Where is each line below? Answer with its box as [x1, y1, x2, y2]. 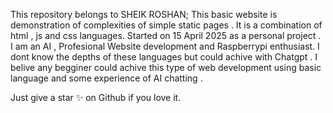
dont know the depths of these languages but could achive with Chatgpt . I [10, 51, 318, 63]
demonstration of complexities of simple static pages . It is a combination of [10, 19, 323, 31]
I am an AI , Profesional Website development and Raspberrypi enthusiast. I [10, 40, 320, 52]
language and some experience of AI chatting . [10, 72, 203, 84]
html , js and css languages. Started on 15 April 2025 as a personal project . [10, 30, 322, 41]
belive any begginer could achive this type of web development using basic [10, 62, 322, 73]
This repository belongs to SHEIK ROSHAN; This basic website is [10, 9, 278, 20]
